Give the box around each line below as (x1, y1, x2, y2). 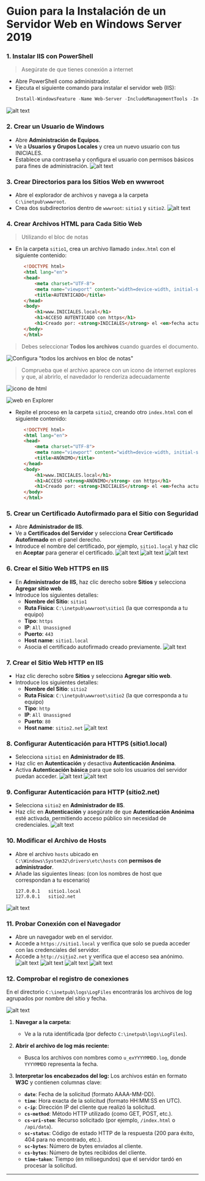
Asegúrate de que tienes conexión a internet (21, 66, 133, 73)
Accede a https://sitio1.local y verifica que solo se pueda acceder (15, 940, 190, 947)
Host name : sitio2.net (24, 724, 84, 731)
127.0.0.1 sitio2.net (15, 893, 76, 899)
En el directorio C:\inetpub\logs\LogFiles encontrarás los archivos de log (6, 988, 192, 996)
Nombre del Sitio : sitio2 (24, 685, 87, 692)
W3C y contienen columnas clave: (15, 1079, 102, 1086)
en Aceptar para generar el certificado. (15, 549, 115, 556)
